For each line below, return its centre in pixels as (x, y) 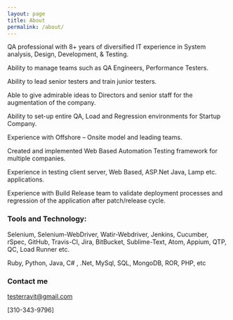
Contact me (28, 281)
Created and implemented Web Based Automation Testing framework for (112, 151)
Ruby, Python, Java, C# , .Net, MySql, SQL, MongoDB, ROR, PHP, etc (107, 263)
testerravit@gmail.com (40, 296)
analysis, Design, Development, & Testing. (68, 54)
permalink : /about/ (36, 27)
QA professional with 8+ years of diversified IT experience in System (107, 47)
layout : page (26, 14)
